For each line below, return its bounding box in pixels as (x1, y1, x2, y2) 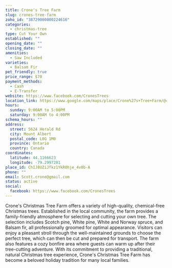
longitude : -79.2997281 (10, 160, 60, 165)
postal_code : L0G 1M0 (10, 136, 56, 141)
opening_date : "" (5, 41, 42, 46)
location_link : (5, 98, 38, 103)
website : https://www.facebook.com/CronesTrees (5, 93, 109, 98)
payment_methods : (5, 79, 42, 84)
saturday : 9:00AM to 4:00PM (10, 112, 70, 118)
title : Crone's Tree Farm (5, 7, 60, 13)
